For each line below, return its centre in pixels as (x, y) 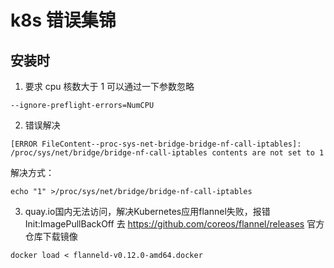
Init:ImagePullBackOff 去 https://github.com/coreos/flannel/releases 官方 (174, 224)
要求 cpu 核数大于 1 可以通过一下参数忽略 (109, 86)
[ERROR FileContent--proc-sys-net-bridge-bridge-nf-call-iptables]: (156, 144)
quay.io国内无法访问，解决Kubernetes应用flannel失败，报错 (147, 211)
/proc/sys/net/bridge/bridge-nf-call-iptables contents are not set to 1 (167, 153)
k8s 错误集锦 (63, 20)
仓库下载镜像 (51, 236)
